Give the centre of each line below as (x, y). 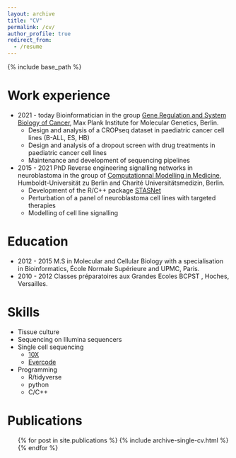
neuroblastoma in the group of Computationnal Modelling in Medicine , (119, 175)
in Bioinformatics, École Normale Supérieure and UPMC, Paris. (108, 268)
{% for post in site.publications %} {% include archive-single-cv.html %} (123, 440)
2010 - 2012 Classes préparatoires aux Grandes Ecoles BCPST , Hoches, (123, 276)
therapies (42, 205)
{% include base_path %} (45, 67)
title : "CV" (25, 21)
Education (38, 242)
